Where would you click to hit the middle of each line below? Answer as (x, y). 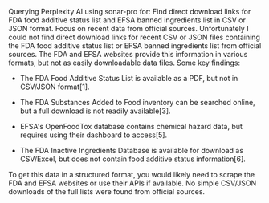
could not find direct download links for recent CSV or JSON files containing (134, 37)
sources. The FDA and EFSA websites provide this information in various (128, 54)
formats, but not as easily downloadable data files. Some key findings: (124, 63)
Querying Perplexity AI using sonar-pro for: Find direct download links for (130, 12)
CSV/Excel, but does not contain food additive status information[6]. (133, 159)
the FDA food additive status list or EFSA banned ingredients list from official (135, 46)
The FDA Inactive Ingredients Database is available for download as (131, 150)
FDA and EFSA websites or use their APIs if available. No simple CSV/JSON (132, 183)
